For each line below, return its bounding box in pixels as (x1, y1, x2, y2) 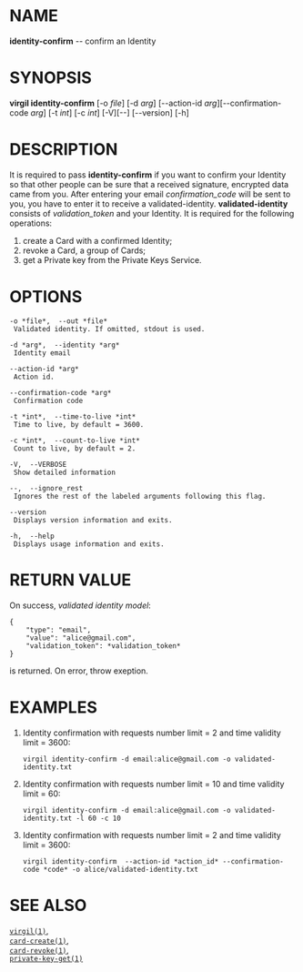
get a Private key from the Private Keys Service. (22, 254, 202, 265)
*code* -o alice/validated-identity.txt (43, 865, 198, 874)
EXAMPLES (9, 697, 97, 717)
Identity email (13, 348, 71, 358)
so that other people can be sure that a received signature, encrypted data (9, 178, 289, 189)
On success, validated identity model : (9, 600, 152, 611)
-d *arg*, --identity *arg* (9, 340, 120, 349)
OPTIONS (9, 287, 83, 307)
